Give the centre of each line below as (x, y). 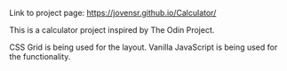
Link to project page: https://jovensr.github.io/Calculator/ (113, 13)
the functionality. (40, 56)
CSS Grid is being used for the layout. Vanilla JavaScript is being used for (143, 47)
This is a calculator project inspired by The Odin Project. (112, 30)
